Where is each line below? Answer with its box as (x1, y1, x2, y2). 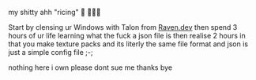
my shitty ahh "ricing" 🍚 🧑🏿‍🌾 (8, 8, 101, 16)
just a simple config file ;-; (8, 48, 93, 56)
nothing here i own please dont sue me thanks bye (8, 63, 172, 72)
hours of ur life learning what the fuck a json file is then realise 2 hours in (8, 31, 247, 40)
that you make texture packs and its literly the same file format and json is (8, 39, 249, 49)
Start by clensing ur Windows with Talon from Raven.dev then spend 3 (8, 23, 238, 31)
